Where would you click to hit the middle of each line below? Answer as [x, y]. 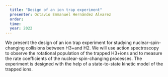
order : [17, 19]
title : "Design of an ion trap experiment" [56, 10]
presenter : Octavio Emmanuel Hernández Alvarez [61, 14]
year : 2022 [21, 28]
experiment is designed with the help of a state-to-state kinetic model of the [84, 64]
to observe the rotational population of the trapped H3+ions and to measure [84, 53]
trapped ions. [19, 69]
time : [16, 24]
